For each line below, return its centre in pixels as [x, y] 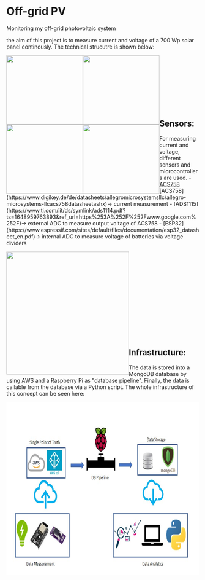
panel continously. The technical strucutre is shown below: [80, 47]
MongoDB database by [158, 374]
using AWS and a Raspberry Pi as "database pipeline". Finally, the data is [98, 380]
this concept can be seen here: [45, 393]
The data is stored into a [159, 367]
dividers [17, 243]
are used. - [177, 178]
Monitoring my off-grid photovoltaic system [61, 28]
